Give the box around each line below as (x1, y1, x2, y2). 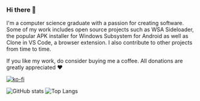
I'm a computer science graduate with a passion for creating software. (6, 20, 184, 27)
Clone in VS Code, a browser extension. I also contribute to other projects (6, 39, 193, 47)
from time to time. (6, 45, 52, 53)
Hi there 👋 (6, 6, 37, 14)
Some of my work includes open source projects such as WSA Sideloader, (6, 26, 194, 33)
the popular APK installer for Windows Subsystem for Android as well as (6, 32, 189, 40)
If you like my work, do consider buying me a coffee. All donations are (6, 58, 183, 65)
